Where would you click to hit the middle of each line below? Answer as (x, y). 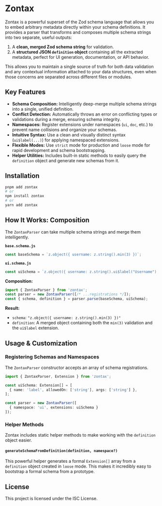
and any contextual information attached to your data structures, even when (81, 71)
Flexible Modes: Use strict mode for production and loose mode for (81, 145)
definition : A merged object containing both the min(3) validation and (82, 323)
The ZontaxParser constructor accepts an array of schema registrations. (77, 368)
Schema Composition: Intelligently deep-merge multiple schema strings (84, 104)
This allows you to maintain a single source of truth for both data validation (79, 67)
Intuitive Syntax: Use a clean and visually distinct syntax (69, 135)
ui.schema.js (18, 263)
